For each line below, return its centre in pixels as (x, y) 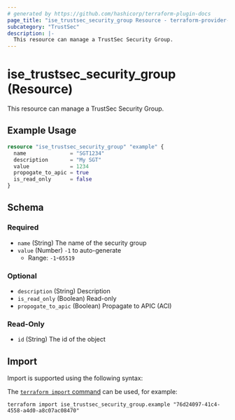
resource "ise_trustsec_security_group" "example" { (86, 147)
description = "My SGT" (57, 160)
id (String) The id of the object (62, 339)
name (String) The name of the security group (82, 243)
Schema (26, 208)
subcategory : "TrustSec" (43, 27)
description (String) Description (64, 290)
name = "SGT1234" (59, 153)
